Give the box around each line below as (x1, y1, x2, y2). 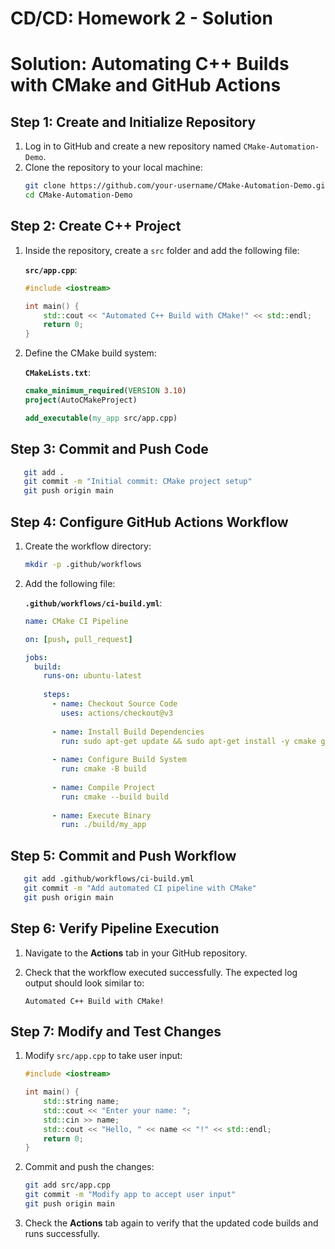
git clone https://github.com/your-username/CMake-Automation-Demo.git (24, 181, 330, 191)
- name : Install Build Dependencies (51, 727, 205, 737)
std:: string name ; (43, 1097, 120, 1107)
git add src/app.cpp (24, 1180, 111, 1191)
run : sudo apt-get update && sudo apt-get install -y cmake (61, 736, 317, 746)
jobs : (24, 652, 48, 662)
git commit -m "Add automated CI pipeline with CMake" (23, 883, 257, 893)
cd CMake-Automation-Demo (24, 190, 133, 201)
